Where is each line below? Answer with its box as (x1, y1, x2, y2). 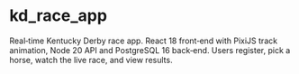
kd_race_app (9, 5, 108, 26)
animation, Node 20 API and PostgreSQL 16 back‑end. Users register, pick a (9, 44, 291, 55)
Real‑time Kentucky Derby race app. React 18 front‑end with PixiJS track (9, 35, 277, 46)
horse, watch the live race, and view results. (9, 54, 173, 65)
